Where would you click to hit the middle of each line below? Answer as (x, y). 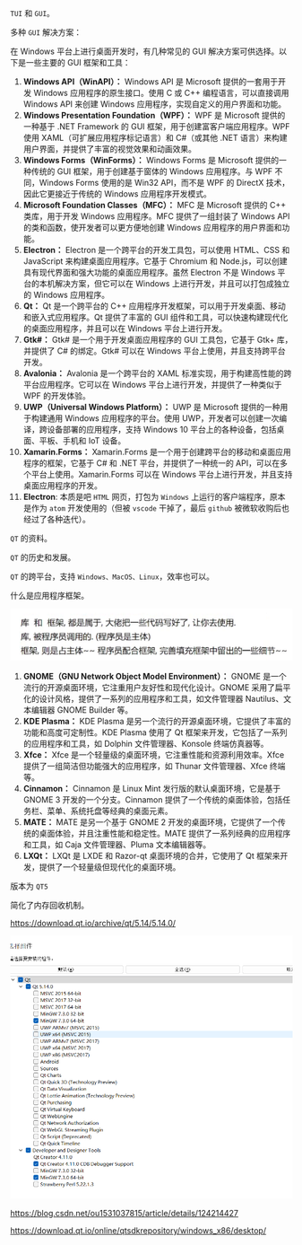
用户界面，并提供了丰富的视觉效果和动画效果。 (109, 149)
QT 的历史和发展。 (43, 557)
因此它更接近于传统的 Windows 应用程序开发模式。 (117, 194)
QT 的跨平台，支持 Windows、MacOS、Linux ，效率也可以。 (112, 576)
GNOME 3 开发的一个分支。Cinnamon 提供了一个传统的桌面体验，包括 (153, 800)
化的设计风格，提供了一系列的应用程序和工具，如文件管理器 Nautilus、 (153, 699)
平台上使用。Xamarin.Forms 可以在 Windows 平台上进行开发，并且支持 (162, 474)
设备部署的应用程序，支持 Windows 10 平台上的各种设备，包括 (162, 430)
